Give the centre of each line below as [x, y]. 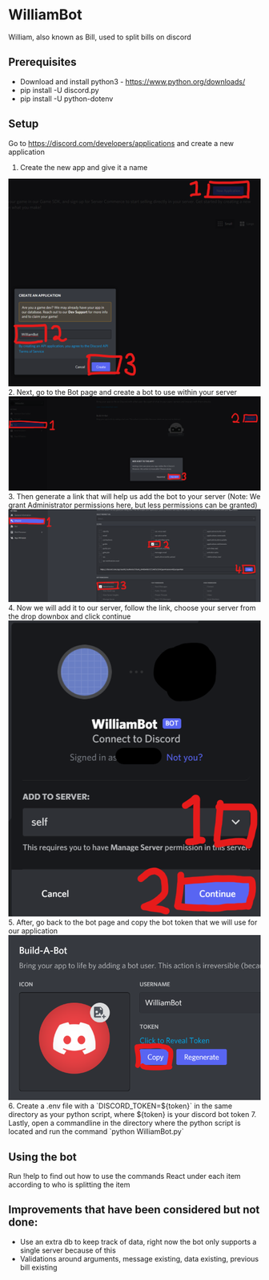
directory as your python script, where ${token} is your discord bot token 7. [132, 1115]
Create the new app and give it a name [84, 167]
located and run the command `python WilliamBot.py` [96, 1132]
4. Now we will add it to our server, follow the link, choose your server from [132, 608]
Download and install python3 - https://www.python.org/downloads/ [132, 81]
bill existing [38, 1267]
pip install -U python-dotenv [66, 99]
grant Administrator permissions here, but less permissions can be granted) [133, 505]
